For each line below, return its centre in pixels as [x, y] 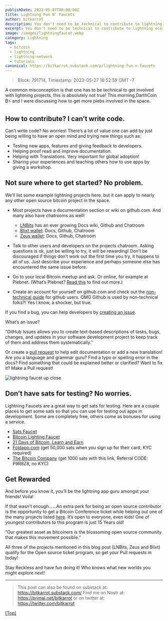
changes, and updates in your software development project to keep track [81, 337]
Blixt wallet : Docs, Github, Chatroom [57, 230]
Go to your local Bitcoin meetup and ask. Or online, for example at [80, 276]
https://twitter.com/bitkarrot [46, 603]
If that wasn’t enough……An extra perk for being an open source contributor [83, 506]
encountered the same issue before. [50, 267]
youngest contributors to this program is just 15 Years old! [64, 523]
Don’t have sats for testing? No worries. [68, 394]
